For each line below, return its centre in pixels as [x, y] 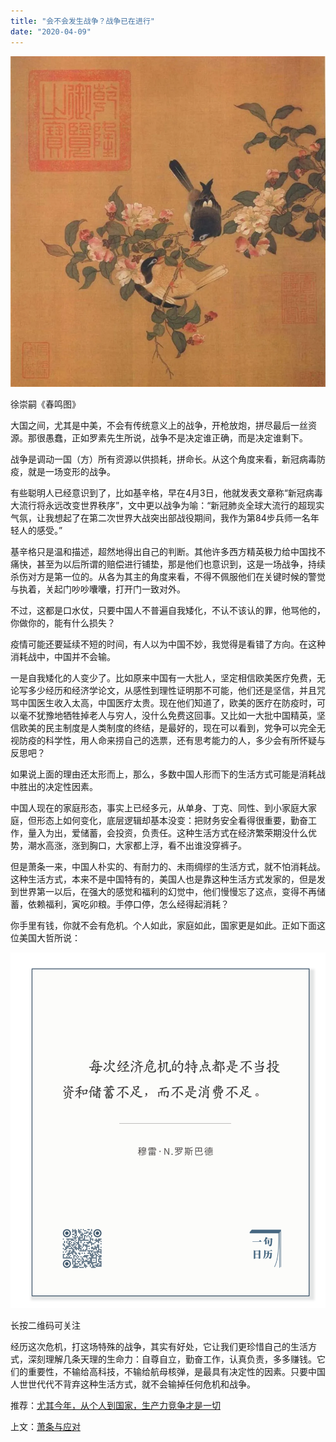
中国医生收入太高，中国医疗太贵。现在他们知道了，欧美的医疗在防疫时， [167, 703]
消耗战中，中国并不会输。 [63, 657]
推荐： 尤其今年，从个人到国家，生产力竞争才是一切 [115, 1405]
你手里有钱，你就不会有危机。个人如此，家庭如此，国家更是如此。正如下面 [163, 926]
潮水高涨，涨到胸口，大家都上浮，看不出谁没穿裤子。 [137, 846]
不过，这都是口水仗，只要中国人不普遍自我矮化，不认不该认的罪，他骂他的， [168, 611]
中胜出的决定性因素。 [54, 787]
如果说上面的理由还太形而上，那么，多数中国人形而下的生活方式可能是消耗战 [168, 774]
